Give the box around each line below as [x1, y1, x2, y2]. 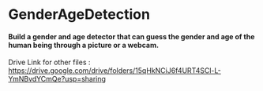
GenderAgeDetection [8, 5, 150, 24]
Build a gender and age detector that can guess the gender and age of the [8, 31, 255, 41]
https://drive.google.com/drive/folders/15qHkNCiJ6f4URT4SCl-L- [8, 66, 221, 75]
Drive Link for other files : [8, 57, 91, 67]
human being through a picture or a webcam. [8, 40, 160, 49]
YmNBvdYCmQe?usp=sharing [8, 75, 107, 84]
